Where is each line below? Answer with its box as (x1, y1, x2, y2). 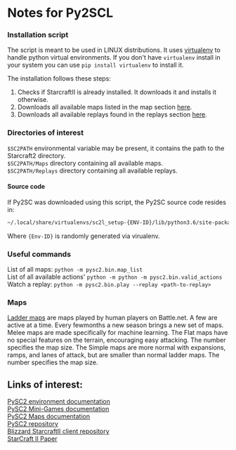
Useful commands (7, 249, 72, 259)
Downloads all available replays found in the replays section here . (17, 110, 207, 119)
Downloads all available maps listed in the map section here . (17, 103, 192, 112)
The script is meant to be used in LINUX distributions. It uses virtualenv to (7, 46, 221, 54)
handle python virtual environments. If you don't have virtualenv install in (7, 53, 221, 62)
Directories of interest (7, 128, 84, 138)
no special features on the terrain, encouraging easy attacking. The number (7, 336, 226, 345)
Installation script (7, 30, 69, 40)
